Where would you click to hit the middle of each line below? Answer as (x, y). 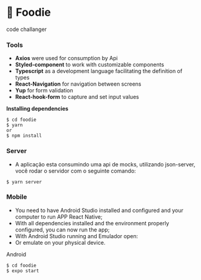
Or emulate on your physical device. (60, 242)
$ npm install (24, 136)
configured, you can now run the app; (62, 230)
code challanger (27, 29)
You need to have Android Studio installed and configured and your (99, 210)
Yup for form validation (44, 90)
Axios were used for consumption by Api (66, 58)
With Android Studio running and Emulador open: (77, 236)
